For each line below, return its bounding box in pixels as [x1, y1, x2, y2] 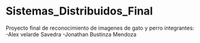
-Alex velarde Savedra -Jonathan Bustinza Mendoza [5, 30, 137, 38]
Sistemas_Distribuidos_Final [5, 4, 153, 18]
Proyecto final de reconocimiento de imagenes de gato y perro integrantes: [5, 24, 195, 31]
